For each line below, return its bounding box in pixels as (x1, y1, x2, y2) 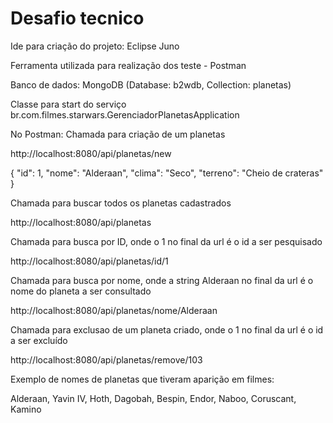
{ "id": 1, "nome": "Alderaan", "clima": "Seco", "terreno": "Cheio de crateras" (10, 167, 324, 179)
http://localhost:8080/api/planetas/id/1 (10, 255, 169, 267)
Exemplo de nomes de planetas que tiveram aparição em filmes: (10, 373, 275, 385)
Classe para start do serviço (10, 98, 127, 110)
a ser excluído (10, 334, 68, 346)
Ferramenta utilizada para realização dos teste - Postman (10, 59, 247, 71)
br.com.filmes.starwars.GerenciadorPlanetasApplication (10, 108, 240, 121)
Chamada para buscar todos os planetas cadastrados (10, 197, 232, 209)
